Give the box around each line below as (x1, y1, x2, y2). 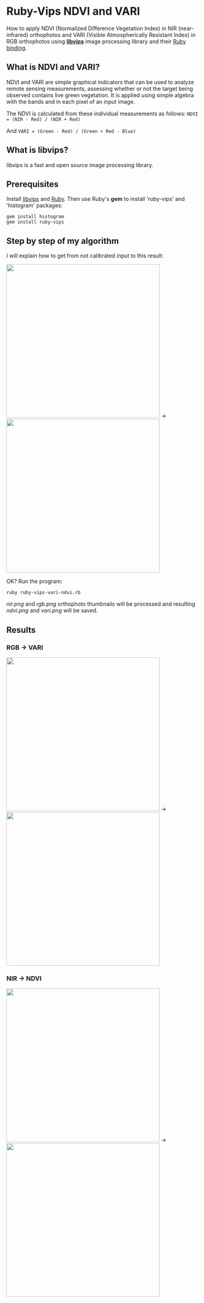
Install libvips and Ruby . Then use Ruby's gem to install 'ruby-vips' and (6, 195, 185, 203)
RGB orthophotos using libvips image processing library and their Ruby (6, 37, 186, 45)
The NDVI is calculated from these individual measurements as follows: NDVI (6, 109, 198, 117)
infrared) (6, 31, 29, 38)
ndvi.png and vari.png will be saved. (6, 607, 98, 614)
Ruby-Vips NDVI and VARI (6, 4, 140, 18)
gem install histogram (6, 214, 64, 220)
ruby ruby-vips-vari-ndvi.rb (6, 590, 81, 596)
